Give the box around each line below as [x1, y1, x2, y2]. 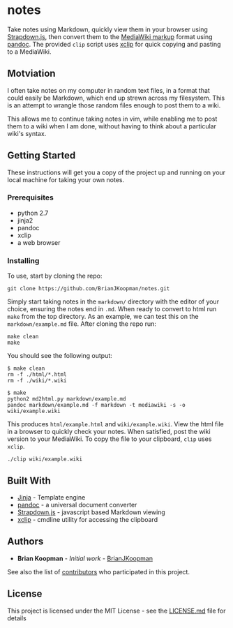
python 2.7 [17, 209, 49, 217]
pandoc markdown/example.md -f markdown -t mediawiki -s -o [7, 402, 186, 409]
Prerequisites [7, 193, 54, 202]
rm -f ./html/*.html [7, 371, 68, 378]
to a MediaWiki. [7, 47, 52, 56]
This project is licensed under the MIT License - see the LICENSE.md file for [7, 606, 226, 615]
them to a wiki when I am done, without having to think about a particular [7, 121, 216, 130]
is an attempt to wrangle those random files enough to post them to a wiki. [7, 100, 221, 110]
